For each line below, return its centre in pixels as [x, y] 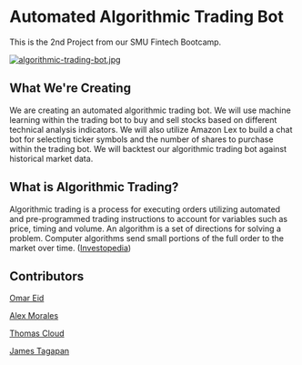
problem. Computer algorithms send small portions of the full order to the [147, 238]
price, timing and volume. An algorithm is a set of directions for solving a [146, 228]
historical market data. [51, 158]
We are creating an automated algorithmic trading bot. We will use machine [150, 110]
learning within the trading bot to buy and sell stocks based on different [143, 119]
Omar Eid [27, 299]
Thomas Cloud [37, 333]
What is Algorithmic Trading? [94, 187]
